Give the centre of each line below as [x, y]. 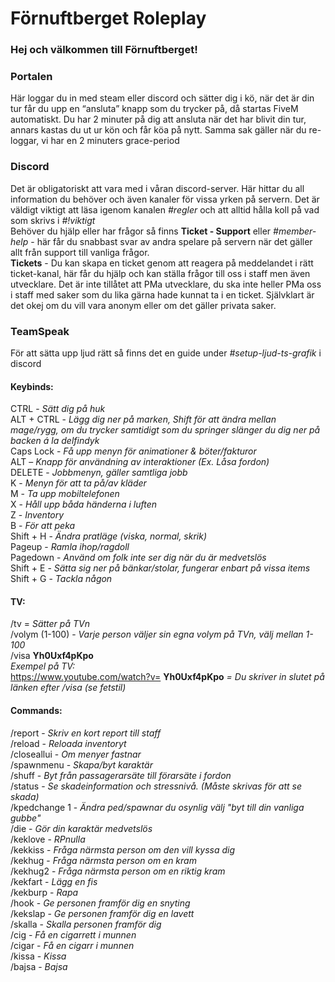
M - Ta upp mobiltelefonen [65, 494]
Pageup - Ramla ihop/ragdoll [70, 547]
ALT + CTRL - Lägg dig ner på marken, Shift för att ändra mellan [143, 419]
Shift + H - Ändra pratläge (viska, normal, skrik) [109, 536]
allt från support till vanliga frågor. [80, 252]
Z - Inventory [37, 515]
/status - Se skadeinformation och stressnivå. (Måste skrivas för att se [156, 786]
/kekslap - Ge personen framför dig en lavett [102, 913]
